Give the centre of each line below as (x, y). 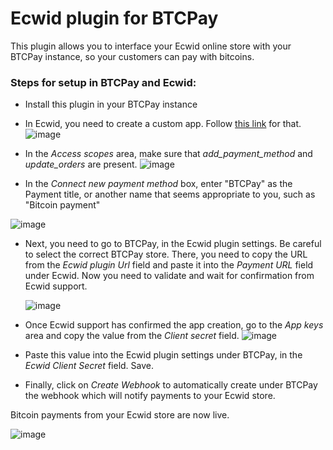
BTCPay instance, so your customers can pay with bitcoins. (132, 56)
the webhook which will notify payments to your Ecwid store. (150, 396)
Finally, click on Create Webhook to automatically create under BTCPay (171, 385)
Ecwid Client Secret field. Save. (89, 366)
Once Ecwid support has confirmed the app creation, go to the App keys (174, 325)
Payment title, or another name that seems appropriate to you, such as (170, 194)
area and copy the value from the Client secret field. (132, 336)
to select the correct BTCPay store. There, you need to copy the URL (166, 254)
